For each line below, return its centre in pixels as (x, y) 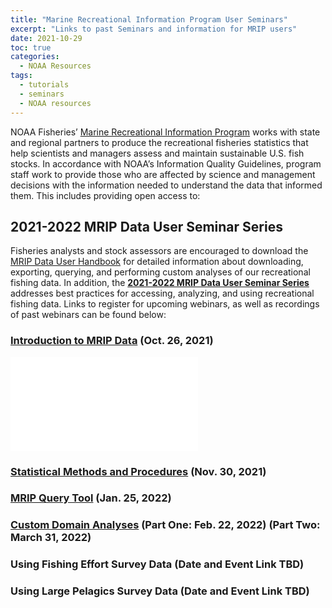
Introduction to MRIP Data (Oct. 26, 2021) (112, 341)
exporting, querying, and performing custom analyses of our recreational (160, 272)
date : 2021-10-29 (46, 38)
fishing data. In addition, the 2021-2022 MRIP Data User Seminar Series (160, 283)
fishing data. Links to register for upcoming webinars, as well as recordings (165, 304)
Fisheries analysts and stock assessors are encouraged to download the (159, 251)
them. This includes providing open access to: (105, 195)
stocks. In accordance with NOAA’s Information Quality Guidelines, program (166, 163)
